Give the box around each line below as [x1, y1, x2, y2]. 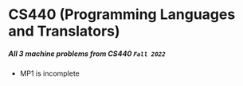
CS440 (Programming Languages [8, 6, 236, 24]
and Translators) [8, 22, 121, 40]
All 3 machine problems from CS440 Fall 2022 [8, 49, 166, 58]
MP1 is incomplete [19, 69, 80, 78]
